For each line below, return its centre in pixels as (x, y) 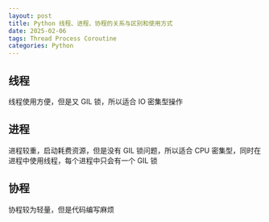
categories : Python (41, 46)
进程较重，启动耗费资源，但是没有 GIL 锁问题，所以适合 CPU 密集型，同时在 (135, 150)
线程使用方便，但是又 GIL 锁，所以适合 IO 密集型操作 (96, 101)
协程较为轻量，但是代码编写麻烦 (61, 209)
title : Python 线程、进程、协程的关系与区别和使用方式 (91, 23)
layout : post (30, 16)
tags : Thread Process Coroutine (62, 38)
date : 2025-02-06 (37, 31)
